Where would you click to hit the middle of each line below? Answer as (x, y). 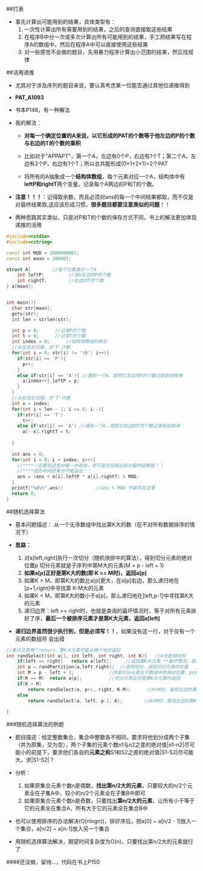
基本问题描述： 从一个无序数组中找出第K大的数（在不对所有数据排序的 (102, 524)
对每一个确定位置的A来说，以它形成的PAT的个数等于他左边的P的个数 (109, 136)
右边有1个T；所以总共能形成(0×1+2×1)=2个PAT (110, 163)
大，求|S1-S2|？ (35, 760)
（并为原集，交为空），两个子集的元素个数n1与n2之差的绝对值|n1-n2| (99, 745)
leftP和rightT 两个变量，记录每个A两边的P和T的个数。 (91, 184)
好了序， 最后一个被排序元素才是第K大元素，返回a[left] (92, 618)
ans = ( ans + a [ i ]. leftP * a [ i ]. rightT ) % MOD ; (78, 477)
